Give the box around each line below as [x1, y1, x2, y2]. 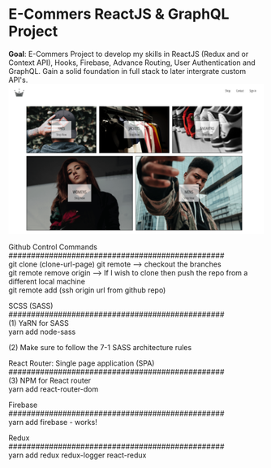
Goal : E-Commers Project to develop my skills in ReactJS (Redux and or [8, 49, 249, 58]
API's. [8, 75, 28, 84]
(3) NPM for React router [8, 375, 92, 386]
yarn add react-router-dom [8, 384, 99, 394]
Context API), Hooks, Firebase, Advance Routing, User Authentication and [8, 58, 256, 67]
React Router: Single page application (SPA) [8, 358, 155, 368]
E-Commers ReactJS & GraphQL [8, 5, 230, 24]
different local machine [8, 277, 85, 287]
